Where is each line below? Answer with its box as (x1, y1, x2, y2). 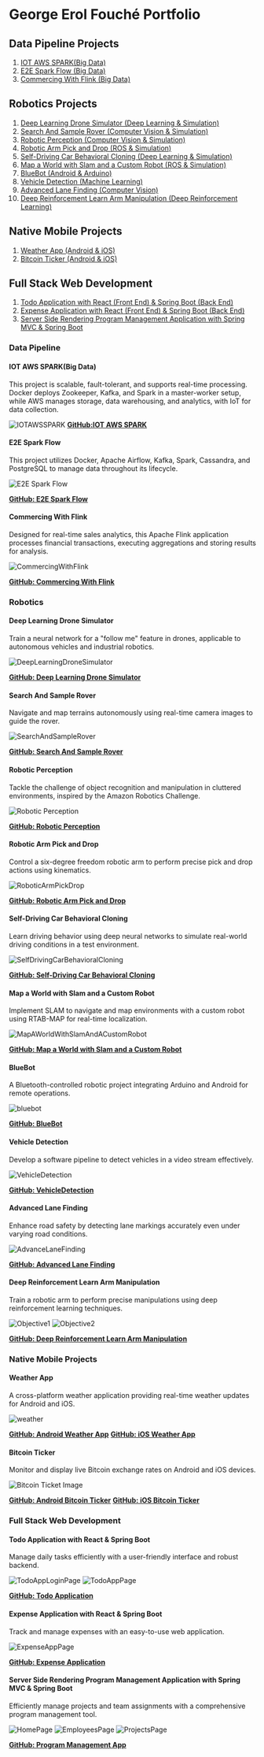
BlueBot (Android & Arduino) (20, 168, 112, 178)
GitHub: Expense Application (9, 1657, 105, 1666)
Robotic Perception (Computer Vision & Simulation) (20, 135, 186, 144)
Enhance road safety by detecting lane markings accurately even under (9, 1221, 240, 1230)
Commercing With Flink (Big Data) (20, 75, 131, 83)
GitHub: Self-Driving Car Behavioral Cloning (9, 970, 156, 980)
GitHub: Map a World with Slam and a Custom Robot (9, 1045, 182, 1055)
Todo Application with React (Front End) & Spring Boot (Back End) (20, 298, 234, 307)
